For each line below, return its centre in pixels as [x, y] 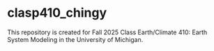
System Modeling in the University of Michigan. [75, 39]
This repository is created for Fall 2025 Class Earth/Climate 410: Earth [107, 32]
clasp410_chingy [57, 13]
